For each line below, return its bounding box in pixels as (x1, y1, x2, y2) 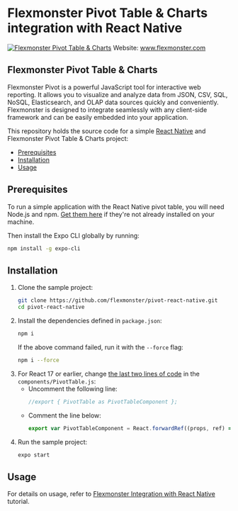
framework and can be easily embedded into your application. (7, 113, 189, 121)
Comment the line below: (28, 411, 101, 420)
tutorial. (7, 498, 30, 506)
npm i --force (17, 356, 59, 364)
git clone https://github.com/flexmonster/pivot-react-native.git (17, 297, 218, 304)
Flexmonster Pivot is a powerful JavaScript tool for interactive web (7, 83, 202, 91)
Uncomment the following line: (28, 384, 118, 393)
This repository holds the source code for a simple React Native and (7, 126, 206, 135)
